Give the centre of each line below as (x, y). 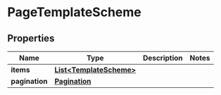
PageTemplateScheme (75, 12)
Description (163, 58)
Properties (31, 38)
